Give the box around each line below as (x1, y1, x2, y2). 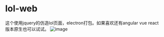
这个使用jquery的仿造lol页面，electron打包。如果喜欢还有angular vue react (5, 20, 159, 26)
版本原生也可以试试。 (5, 26, 49, 32)
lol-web (5, 3, 38, 14)
